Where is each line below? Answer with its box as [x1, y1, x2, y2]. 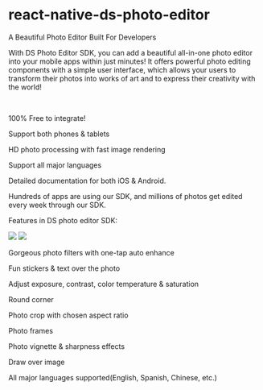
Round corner [8, 294, 54, 304]
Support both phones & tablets [8, 129, 110, 139]
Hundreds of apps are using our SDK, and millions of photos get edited [8, 191, 243, 201]
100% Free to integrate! [8, 113, 86, 122]
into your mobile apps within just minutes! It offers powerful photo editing [8, 56, 251, 66]
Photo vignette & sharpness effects [8, 341, 125, 351]
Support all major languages [8, 160, 102, 170]
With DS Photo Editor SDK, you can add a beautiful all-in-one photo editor [8, 48, 253, 57]
